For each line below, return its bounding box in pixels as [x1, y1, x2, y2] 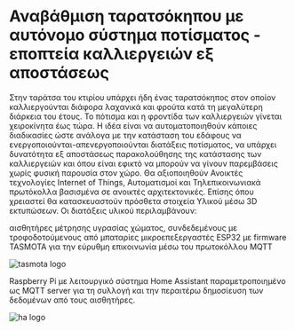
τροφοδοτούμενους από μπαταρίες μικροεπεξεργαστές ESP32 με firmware [9, 232, 287, 242]
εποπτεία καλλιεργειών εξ [9, 44, 215, 64]
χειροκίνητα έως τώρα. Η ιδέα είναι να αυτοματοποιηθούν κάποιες [9, 120, 258, 130]
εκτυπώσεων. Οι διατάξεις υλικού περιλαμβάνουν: [9, 205, 197, 216]
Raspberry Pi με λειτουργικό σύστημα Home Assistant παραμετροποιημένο [9, 275, 286, 286]
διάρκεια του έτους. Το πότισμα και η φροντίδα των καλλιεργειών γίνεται [9, 111, 283, 122]
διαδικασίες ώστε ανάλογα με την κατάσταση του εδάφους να [9, 130, 242, 140]
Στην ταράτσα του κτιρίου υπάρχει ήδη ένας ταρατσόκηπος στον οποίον [9, 91, 276, 103]
